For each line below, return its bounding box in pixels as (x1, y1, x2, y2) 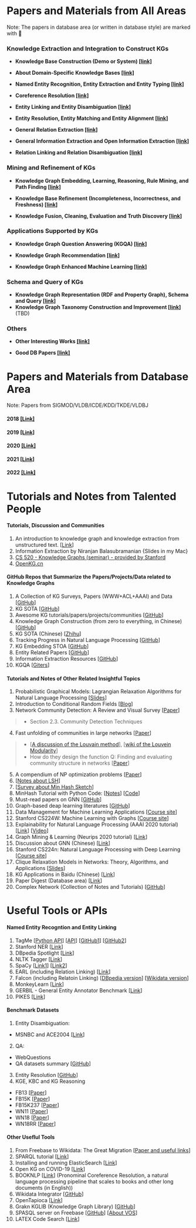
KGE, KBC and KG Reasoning (15, 1078, 86, 1085)
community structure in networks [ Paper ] (29, 759, 130, 767)
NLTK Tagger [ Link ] (15, 955, 63, 962)
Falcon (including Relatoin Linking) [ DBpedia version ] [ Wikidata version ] (15, 974, 190, 981)
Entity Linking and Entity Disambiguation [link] (15, 103, 131, 111)
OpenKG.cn (15, 560, 43, 567)
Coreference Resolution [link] (15, 92, 89, 99)
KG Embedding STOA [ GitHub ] (15, 643, 89, 650)
